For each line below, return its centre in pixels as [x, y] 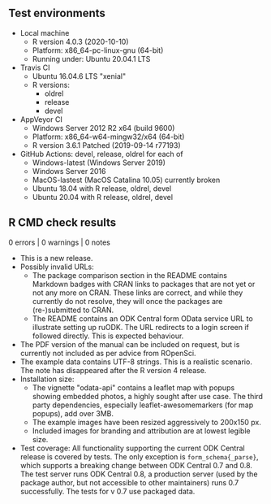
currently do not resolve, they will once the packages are [127, 301]
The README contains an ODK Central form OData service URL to [142, 318]
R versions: [51, 85]
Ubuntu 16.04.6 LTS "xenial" [79, 76]
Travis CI [35, 67]
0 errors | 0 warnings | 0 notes [60, 242]
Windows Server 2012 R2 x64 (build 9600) [103, 128]
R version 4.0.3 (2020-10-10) [80, 41]
